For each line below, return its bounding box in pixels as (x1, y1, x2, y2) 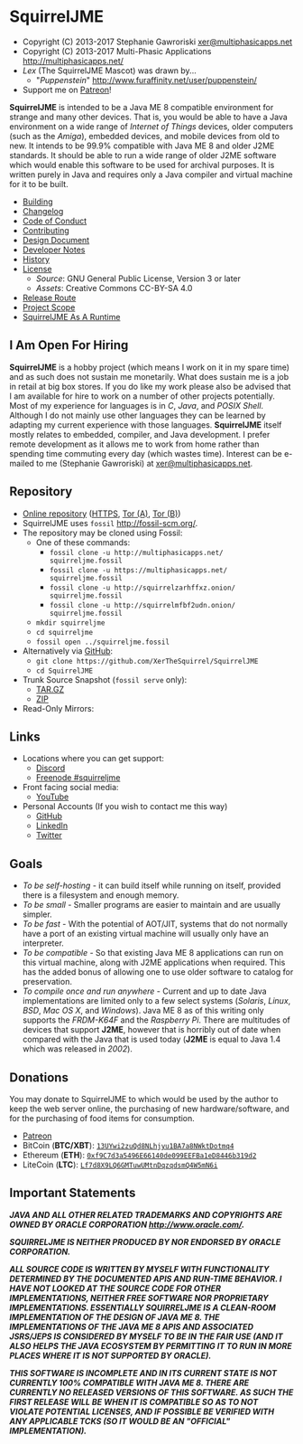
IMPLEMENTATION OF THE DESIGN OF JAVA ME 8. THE (9, 1311, 220, 1322)
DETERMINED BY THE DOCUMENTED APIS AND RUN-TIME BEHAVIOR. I (9, 1273, 282, 1284)
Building (22, 196, 53, 207)
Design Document (22, 234, 90, 245)
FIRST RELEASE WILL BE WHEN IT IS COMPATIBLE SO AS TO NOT (9, 1396, 259, 1407)
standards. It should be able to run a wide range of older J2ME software (9, 149, 277, 160)
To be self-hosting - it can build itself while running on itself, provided (22, 880, 281, 892)
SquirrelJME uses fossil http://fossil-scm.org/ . (22, 517, 198, 528)
